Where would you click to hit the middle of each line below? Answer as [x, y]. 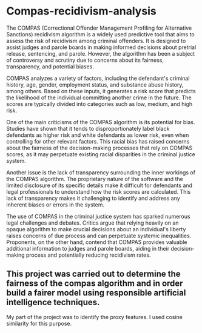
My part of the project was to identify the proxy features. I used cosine [95, 317]
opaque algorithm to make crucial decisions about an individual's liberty [96, 229]
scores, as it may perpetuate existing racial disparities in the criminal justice [101, 154]
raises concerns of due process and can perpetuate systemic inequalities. [99, 236]
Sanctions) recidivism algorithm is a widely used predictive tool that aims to [101, 34]
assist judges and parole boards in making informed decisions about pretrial [101, 47]
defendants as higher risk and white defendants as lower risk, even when [98, 135]
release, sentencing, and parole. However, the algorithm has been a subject [101, 53]
